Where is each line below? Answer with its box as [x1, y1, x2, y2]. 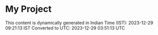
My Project [5, 3, 52, 15]
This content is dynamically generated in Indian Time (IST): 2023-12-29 [5, 20, 153, 26]
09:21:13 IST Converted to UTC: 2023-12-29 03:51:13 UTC [5, 25, 125, 31]
